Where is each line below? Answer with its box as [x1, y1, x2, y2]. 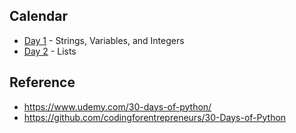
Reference [9, 74, 76, 91]
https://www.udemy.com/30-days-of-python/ [23, 100, 212, 113]
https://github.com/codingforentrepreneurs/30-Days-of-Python [23, 111, 287, 123]
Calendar [9, 8, 68, 25]
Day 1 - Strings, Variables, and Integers [23, 34, 185, 46]
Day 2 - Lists [23, 45, 77, 57]
